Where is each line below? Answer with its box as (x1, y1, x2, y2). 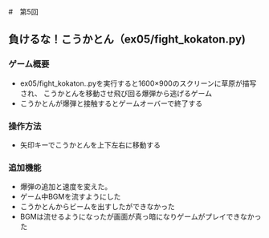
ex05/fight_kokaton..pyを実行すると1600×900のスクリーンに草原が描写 (19, 79, 257, 88)
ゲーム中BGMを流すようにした (19, 192, 121, 202)
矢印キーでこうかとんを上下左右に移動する (19, 139, 161, 150)
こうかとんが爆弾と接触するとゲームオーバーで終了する (19, 99, 203, 108)
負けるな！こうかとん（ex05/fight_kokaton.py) (8, 33, 247, 46)
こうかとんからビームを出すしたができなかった (19, 202, 175, 212)
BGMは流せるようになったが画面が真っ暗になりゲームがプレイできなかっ (19, 212, 262, 222)
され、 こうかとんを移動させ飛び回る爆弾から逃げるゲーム (19, 88, 213, 98)
